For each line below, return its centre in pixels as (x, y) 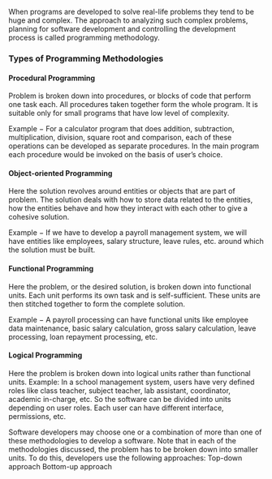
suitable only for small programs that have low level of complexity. (119, 113)
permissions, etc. (37, 416)
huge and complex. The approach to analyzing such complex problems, (128, 20)
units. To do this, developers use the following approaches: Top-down (125, 458)
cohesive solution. (39, 217)
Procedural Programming (52, 78)
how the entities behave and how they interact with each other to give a (128, 208)
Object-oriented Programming (60, 173)
